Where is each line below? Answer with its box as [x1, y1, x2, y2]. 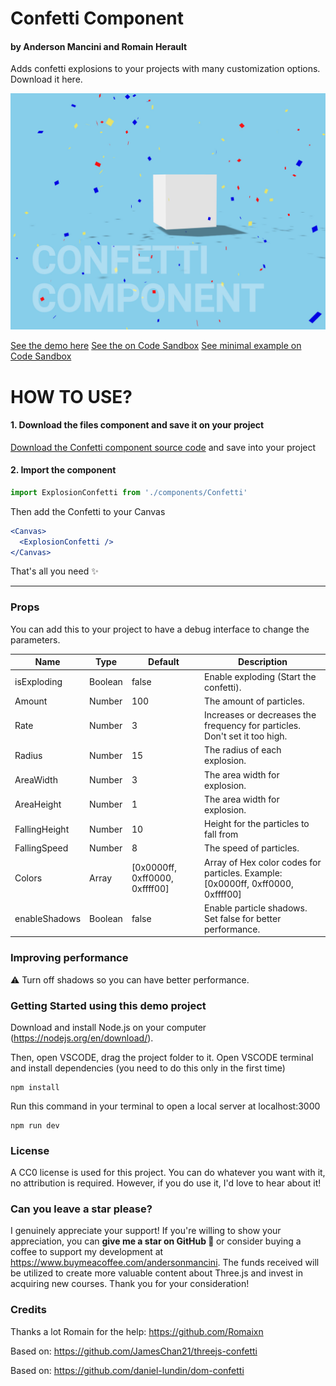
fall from [204, 828, 239, 841]
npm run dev [10, 1120, 60, 1131]
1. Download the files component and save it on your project [10, 419, 265, 431]
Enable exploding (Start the [204, 670, 317, 682]
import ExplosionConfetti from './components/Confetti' [10, 487, 248, 497]
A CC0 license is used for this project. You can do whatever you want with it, [10, 1167, 326, 1179]
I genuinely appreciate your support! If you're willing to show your [10, 1225, 282, 1237]
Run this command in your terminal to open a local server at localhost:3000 [10, 1100, 321, 1112]
